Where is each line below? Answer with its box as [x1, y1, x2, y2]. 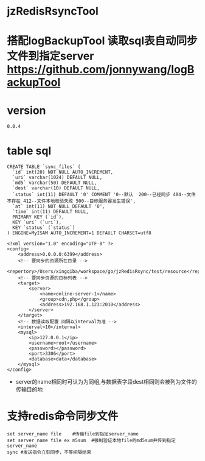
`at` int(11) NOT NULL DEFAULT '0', [12, 203, 105, 209]
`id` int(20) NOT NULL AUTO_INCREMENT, [12, 169, 114, 175]
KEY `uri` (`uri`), [12, 219, 62, 226]
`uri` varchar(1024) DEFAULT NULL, [12, 175, 103, 181]
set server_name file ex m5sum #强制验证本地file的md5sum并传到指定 [7, 437, 176, 444]
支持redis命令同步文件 [7, 409, 119, 423]
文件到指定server [7, 49, 94, 63]
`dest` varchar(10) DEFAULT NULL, [12, 185, 100, 191]
